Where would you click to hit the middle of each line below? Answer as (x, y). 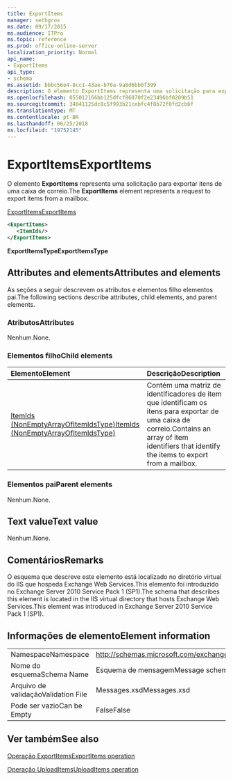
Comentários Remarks (55, 560)
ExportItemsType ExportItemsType (58, 250)
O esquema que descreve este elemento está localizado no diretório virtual (114, 577)
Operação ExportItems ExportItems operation (71, 756)
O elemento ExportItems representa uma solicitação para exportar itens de (115, 184)
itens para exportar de (183, 411)
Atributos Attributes (41, 322)
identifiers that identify (183, 446)
